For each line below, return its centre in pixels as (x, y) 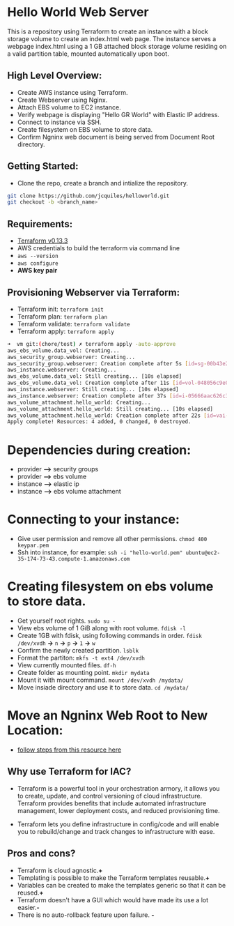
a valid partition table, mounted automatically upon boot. (88, 54)
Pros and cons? (41, 854)
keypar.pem (33, 546)
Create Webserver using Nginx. (62, 100)
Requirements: (40, 224)
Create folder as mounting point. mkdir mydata (83, 673)
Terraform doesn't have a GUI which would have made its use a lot (113, 900)
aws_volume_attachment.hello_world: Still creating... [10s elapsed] (110, 409)
